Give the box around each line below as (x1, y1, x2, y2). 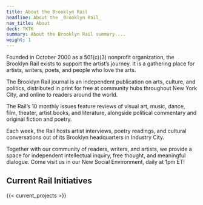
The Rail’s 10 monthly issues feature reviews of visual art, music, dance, (6, 103, 185, 109)
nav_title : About (6, 20, 50, 26)
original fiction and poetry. (6, 116, 72, 123)
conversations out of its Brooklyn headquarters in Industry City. (6, 134, 165, 141)
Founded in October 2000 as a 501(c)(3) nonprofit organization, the (6, 54, 175, 60)
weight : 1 (6, 37, 32, 43)
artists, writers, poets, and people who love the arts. (6, 67, 136, 73)
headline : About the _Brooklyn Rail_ (6, 15, 102, 21)
